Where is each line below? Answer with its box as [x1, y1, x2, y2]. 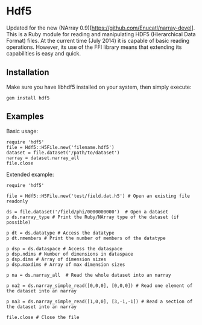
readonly [6, 198, 28, 204]
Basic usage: [6, 127, 39, 134]
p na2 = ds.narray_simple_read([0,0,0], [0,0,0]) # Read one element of [6, 282, 193, 289]
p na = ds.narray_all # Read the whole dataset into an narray [6, 272, 171, 278]
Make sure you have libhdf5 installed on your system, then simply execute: [6, 83, 192, 90]
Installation [6, 68, 49, 78]
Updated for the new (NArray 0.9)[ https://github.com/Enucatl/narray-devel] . [6, 24, 195, 31]
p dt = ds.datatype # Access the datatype [6, 230, 115, 236]
